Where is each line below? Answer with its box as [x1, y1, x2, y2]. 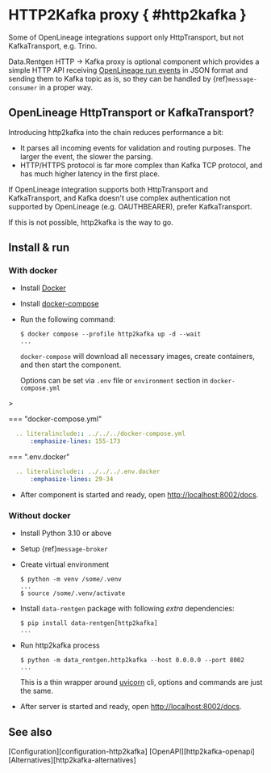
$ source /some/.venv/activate [19, 589, 126, 598]
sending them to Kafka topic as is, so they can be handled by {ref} [8, 74, 228, 83]
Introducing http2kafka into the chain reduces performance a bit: [8, 127, 224, 137]
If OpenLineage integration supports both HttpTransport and [8, 184, 208, 194]
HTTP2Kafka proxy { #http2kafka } [8, 6, 248, 24]
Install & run [8, 241, 70, 255]
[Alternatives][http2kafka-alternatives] [8, 755, 137, 765]
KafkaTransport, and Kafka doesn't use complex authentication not [8, 192, 231, 203]
